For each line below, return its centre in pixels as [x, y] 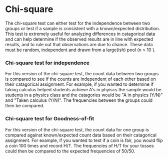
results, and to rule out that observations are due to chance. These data [79, 44]
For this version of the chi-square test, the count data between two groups [82, 74]
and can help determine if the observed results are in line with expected [79, 39]
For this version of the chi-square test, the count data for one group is [77, 129]
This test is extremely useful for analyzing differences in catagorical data [80, 34]
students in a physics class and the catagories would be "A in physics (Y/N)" [84, 95]
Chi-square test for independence [47, 63]
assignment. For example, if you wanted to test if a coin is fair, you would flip [84, 140]
